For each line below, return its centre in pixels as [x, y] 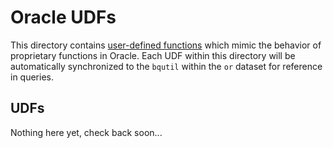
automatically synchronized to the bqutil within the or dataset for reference [166, 66]
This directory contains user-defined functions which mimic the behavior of [166, 45]
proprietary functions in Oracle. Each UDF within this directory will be [153, 55]
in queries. [32, 77]
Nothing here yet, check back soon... [86, 132]
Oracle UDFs [63, 17]
